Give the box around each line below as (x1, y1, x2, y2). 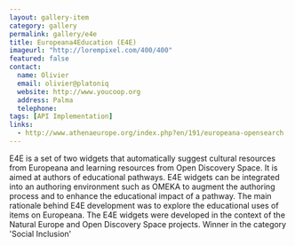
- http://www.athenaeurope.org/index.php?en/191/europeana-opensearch (17, 129, 284, 138)
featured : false (9, 54, 69, 63)
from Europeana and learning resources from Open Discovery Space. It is (9, 162, 278, 173)
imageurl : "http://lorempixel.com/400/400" (9, 46, 173, 55)
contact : (9, 63, 42, 72)
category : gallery (9, 21, 77, 30)
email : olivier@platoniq (17, 79, 109, 88)
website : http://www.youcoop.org (17, 87, 141, 96)
